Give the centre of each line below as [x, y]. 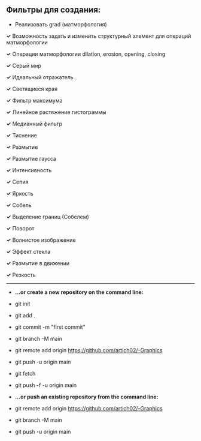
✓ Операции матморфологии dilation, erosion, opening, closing [86, 54]
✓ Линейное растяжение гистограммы [56, 112]
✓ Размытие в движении [38, 263]
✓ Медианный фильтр [34, 124]
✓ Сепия [17, 182]
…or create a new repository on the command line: [79, 292]
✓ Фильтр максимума [34, 100]
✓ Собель [19, 205]
